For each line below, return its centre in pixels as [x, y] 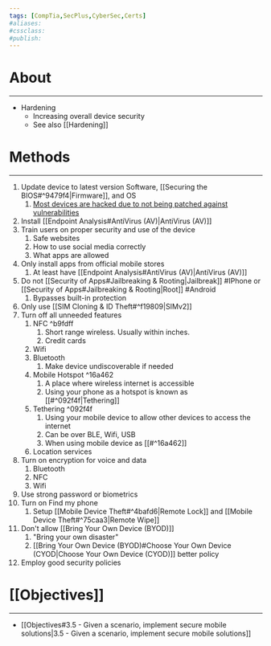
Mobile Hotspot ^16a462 [73, 375]
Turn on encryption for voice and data [84, 460]
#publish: [26, 38]
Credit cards [66, 341]
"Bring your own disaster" [76, 537]
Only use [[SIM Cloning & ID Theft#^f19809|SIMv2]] [106, 307]
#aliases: [26, 23]
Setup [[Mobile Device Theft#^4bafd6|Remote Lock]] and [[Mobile [142, 512]
